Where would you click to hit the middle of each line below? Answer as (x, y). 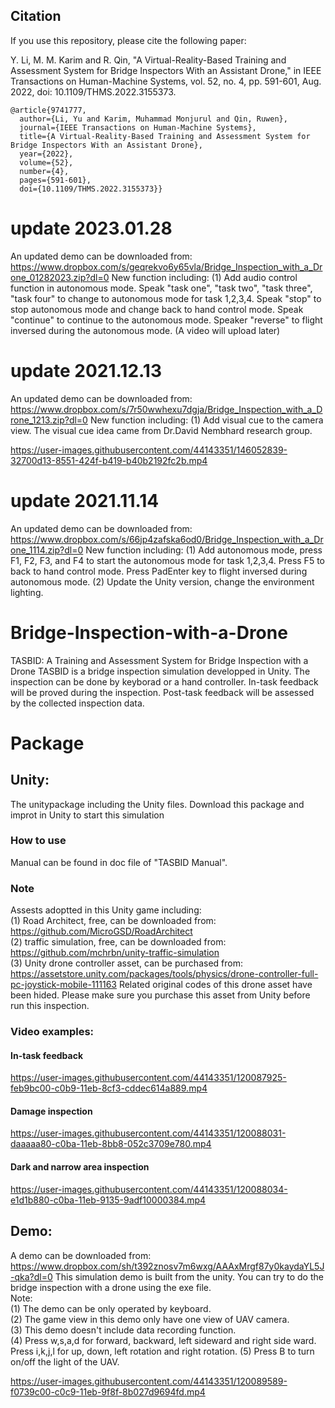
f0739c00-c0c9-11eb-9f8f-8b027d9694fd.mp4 (108, 1391)
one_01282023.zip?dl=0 (60, 277)
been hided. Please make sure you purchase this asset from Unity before (160, 995)
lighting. (27, 592)
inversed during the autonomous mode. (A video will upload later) (145, 330)
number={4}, (44, 171)
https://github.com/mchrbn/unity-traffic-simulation (115, 953)
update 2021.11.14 (85, 500)
